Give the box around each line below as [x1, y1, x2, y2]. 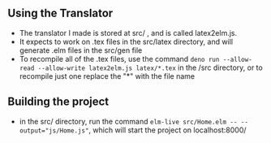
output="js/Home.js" [19, 126, 89, 135]
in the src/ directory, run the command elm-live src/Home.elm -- [19, 116, 238, 126]
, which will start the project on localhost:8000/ [88, 125, 247, 135]
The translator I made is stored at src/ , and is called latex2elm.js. [19, 28, 237, 37]
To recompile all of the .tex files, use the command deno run [19, 54, 220, 63]
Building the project [7, 95, 110, 109]
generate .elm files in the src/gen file [19, 45, 143, 55]
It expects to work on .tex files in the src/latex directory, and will [19, 37, 233, 46]
